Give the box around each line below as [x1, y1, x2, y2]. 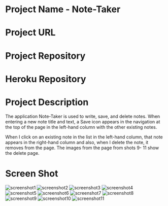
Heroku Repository [5, 73, 86, 85]
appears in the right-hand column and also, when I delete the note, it [5, 139, 149, 145]
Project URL [5, 27, 56, 39]
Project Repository [5, 50, 86, 61]
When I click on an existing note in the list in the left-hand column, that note [5, 133, 163, 140]
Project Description [5, 96, 89, 108]
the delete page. [5, 150, 40, 156]
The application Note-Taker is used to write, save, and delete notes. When [5, 113, 160, 119]
